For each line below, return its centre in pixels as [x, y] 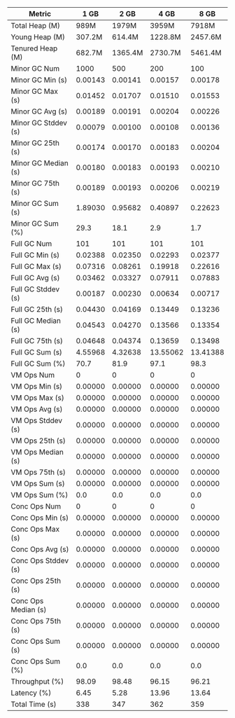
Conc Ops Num [36, 506]
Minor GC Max [34, 91]
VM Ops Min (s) [37, 386]
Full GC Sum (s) [37, 352]
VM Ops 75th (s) [38, 472]
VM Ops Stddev [37, 421]
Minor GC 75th [35, 183]
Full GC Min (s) [35, 255]
